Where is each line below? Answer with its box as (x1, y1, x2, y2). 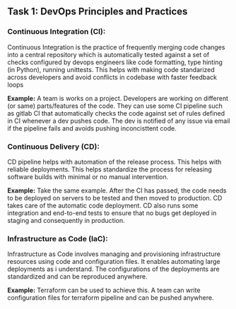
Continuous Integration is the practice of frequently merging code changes (7, 42, 225, 51)
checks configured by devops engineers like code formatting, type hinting (7, 58, 223, 66)
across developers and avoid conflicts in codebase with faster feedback (7, 73, 218, 81)
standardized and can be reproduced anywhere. (7, 272, 148, 281)
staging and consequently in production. (7, 216, 125, 224)
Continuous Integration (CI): (7, 27, 106, 37)
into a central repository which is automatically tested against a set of (7, 50, 210, 59)
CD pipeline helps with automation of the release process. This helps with (7, 157, 222, 166)
